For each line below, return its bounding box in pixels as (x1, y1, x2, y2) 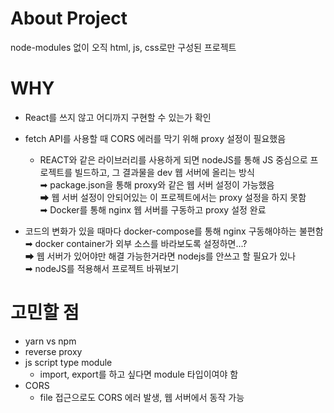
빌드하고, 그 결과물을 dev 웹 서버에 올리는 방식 (74, 166, 255, 178)
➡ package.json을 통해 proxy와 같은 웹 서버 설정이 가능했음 (39, 178, 275, 191)
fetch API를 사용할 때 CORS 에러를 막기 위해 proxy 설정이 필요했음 (24, 132, 287, 144)
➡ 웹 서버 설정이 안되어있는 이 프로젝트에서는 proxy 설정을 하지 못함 (39, 191, 307, 203)
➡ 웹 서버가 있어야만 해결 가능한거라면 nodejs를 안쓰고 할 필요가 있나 (24, 250, 297, 262)
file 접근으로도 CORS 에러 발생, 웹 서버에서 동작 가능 (39, 391, 245, 403)
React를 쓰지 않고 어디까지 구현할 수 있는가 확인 (24, 111, 212, 123)
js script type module (24, 356, 113, 368)
